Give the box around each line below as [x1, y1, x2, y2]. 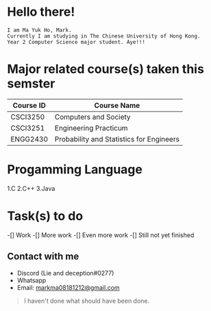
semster [7, 76, 55, 92]
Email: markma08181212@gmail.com [16, 283, 120, 291]
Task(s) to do [7, 208, 84, 224]
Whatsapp [16, 276, 47, 284]
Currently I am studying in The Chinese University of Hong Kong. [7, 32, 201, 40]
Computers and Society [54, 112, 132, 122]
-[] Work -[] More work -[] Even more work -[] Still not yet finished [7, 230, 195, 239]
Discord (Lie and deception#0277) [16, 269, 114, 277]
